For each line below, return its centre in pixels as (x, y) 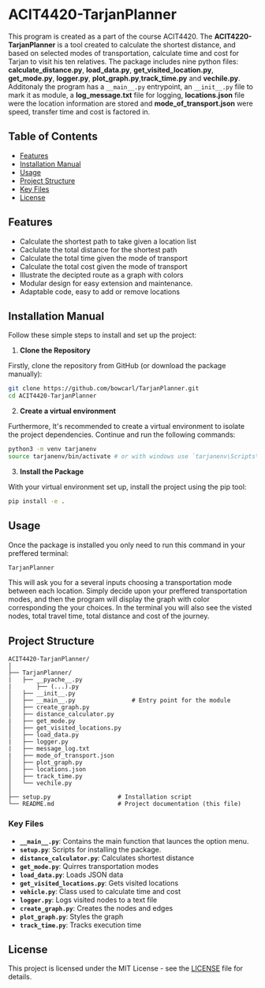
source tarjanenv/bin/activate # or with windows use (99, 457)
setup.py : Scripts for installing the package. (90, 849)
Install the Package (52, 472)
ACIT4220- (233, 36)
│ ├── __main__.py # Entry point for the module (119, 701)
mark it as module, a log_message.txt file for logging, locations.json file (127, 95)
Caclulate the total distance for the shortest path (98, 249)
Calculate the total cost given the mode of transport (103, 267)
